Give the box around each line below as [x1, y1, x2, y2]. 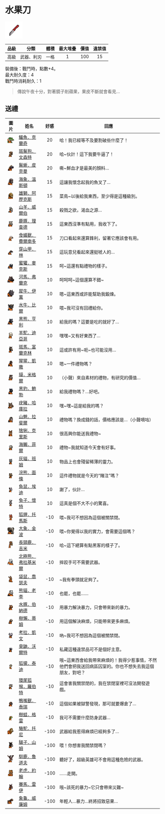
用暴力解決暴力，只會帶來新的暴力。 [59, 605, 133, 610]
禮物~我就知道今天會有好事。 [59, 445, 119, 450]
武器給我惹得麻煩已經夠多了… [59, 729, 119, 734]
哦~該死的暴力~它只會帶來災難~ [59, 784, 124, 790]
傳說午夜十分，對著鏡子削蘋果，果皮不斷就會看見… [17, 88, 120, 94]
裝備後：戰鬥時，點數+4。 [5, 66, 58, 72]
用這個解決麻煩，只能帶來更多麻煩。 [59, 618, 133, 624]
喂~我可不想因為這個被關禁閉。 [59, 514, 123, 520]
